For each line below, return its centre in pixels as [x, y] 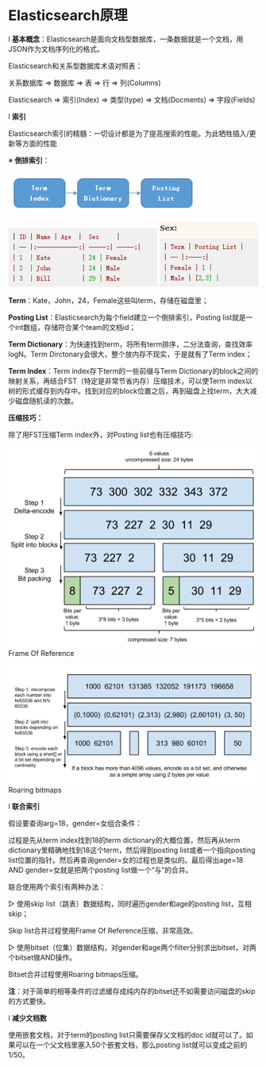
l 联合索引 [24, 806]
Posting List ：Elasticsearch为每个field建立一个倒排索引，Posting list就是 [127, 317]
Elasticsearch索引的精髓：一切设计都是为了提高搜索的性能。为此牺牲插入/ [129, 133]
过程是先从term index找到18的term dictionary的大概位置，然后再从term [124, 840]
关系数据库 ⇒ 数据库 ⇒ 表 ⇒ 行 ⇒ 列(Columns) [85, 83]
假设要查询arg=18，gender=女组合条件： [75, 823]
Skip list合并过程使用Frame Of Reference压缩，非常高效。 [103, 930]
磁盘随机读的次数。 [46, 401]
